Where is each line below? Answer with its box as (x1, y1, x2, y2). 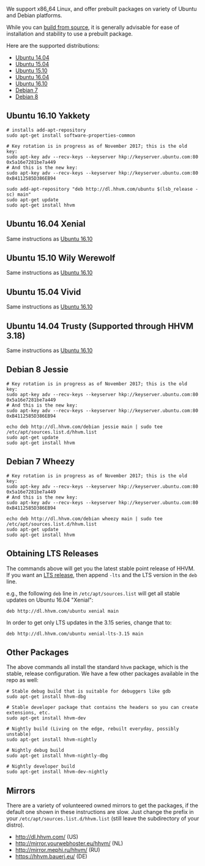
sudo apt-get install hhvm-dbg (6, 694, 86, 700)
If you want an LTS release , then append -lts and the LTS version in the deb (6, 571, 198, 578)
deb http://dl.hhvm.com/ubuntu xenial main (6, 608, 119, 614)
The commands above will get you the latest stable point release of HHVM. (6, 564, 195, 572)
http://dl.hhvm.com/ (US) (15, 833, 78, 841)
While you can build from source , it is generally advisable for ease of (6, 24, 179, 31)
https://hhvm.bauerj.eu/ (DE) (15, 853, 88, 860)
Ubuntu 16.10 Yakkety (6, 110, 91, 121)
